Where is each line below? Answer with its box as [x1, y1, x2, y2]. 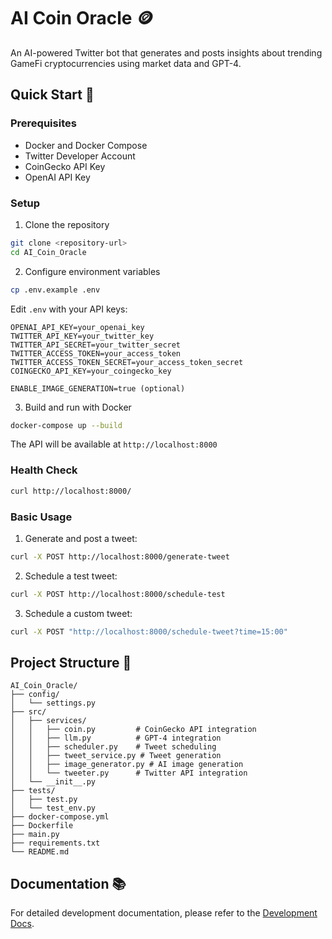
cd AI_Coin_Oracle [10, 247, 87, 257]
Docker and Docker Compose [24, 139, 148, 151]
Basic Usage [10, 510, 73, 524]
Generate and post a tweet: [24, 532, 138, 544]
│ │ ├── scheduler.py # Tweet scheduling [10, 742, 217, 752]
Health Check [10, 463, 78, 477]
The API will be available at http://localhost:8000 [10, 438, 218, 450]
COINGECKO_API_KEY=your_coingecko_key [10, 366, 172, 376]
